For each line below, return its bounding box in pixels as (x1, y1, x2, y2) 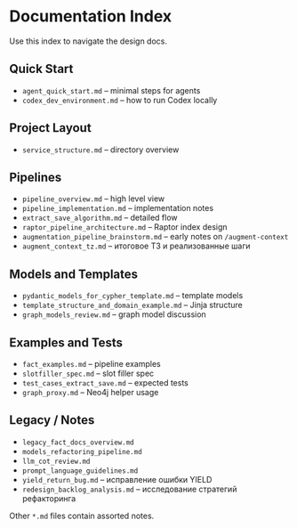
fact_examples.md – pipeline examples (21, 359, 162, 369)
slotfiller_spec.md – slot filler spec (21, 368, 155, 378)
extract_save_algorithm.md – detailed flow (21, 212, 178, 223)
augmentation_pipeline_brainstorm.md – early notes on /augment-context (21, 232, 289, 242)
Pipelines (9, 169, 62, 184)
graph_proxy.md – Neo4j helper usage (21, 387, 159, 397)
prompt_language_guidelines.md (21, 466, 139, 475)
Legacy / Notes (9, 412, 95, 428)
